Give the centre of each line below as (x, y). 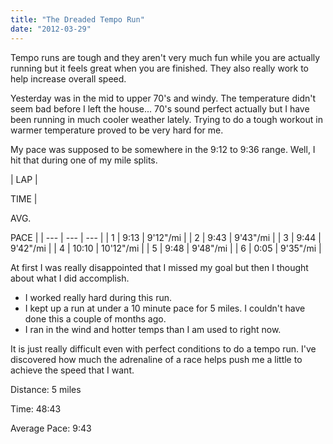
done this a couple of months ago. (95, 318)
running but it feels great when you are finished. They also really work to (159, 68)
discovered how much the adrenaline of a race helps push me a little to (156, 359)
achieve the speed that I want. (72, 370)
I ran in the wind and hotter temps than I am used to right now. (153, 329)
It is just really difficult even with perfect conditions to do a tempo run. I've (163, 348)
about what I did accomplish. (70, 278)
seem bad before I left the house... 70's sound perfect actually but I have (160, 108)
